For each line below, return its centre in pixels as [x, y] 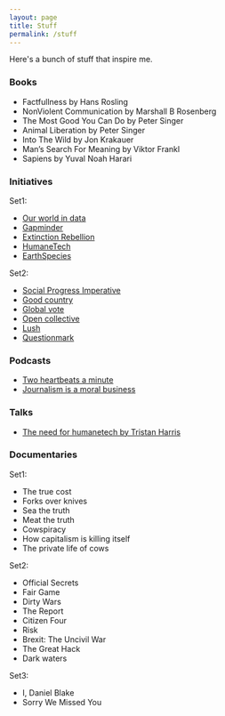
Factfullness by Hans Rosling [75, 101]
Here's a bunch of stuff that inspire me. [81, 60]
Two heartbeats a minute [68, 380]
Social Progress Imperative [72, 290]
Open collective [51, 318]
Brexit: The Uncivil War [64, 639]
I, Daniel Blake [48, 692]
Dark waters [44, 658]
